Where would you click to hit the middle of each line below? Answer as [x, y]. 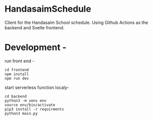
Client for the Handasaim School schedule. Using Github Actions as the [76, 22]
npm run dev [17, 78]
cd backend [16, 96]
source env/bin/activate [30, 105]
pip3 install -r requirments [34, 109]
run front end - [20, 61]
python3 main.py [21, 113]
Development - [36, 48]
